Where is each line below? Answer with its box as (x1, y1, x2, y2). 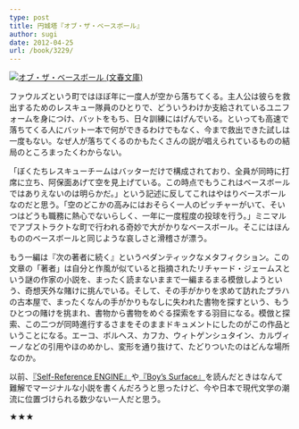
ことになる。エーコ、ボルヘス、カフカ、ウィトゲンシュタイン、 (24, 330, 259, 341)
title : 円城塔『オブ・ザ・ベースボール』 (9, 21, 144, 30)
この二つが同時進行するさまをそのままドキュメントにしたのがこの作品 (24, 319, 283, 330)
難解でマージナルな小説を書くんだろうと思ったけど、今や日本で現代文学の (9, 383, 283, 393)
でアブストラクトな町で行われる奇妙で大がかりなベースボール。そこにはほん (9, 222, 290, 232)
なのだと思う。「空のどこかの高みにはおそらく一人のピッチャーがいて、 (9, 199, 270, 210)
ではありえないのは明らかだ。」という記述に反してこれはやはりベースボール (9, 189, 287, 199)
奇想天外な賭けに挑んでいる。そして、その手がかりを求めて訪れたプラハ (24, 285, 290, 296)
